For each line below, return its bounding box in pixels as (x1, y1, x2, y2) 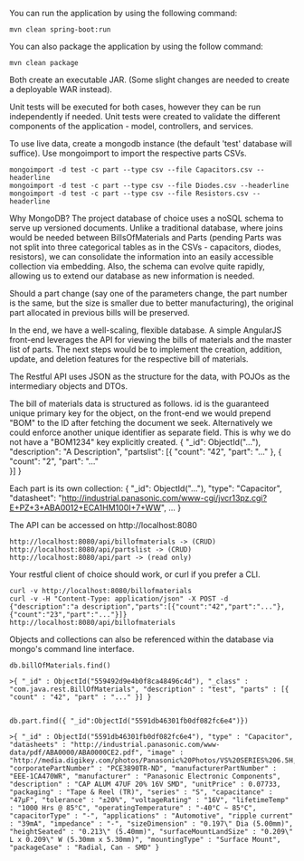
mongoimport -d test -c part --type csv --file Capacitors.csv (9, 166, 253, 175)
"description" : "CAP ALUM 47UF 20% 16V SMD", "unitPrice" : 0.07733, (9, 780, 281, 789)
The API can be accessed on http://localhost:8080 (9, 520, 197, 530)
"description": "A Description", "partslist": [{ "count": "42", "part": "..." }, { (9, 447, 282, 457)
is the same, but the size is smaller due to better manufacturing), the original (9, 298, 294, 308)
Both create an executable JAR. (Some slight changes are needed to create (9, 74, 290, 85)
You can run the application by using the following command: (9, 8, 238, 18)
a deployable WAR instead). (9, 84, 113, 94)
